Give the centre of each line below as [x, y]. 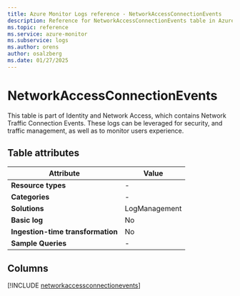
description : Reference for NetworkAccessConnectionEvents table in [111, 21]
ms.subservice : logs [38, 41]
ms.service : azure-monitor [47, 34]
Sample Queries [39, 243]
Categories [30, 197]
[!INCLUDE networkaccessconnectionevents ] [74, 285]
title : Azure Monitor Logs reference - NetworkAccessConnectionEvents [115, 14]
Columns [28, 268]
